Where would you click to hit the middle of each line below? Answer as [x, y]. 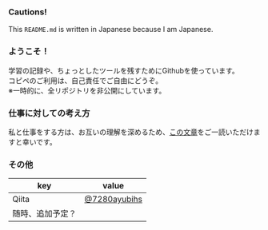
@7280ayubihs [113, 200]
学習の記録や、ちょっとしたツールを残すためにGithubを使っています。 [124, 70]
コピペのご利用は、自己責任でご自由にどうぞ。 [85, 80]
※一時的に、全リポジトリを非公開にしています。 [87, 90]
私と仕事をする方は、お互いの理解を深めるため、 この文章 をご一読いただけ [131, 132]
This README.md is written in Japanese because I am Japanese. [111, 30]
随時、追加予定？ [45, 214]
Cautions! [28, 12]
